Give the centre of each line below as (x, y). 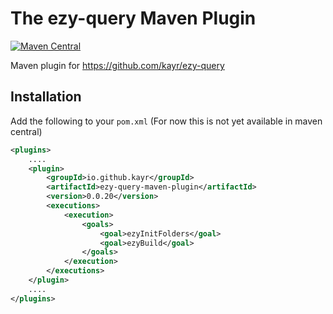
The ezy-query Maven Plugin (133, 18)
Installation (46, 97)
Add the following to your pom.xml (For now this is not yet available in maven (166, 121)
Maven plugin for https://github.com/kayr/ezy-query (117, 65)
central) (26, 131)
